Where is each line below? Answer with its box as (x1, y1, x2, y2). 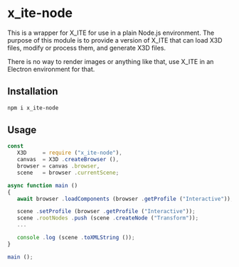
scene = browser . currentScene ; (16, 169, 119, 176)
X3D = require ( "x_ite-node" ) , (16, 149, 122, 157)
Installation (7, 85, 58, 97)
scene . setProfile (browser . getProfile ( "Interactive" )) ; (16, 208, 196, 215)
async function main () (7, 182, 78, 189)
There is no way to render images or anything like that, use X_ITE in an (7, 57, 214, 65)
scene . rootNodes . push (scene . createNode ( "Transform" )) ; (16, 214, 199, 222)
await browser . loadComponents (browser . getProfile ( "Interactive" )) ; (16, 195, 234, 202)
